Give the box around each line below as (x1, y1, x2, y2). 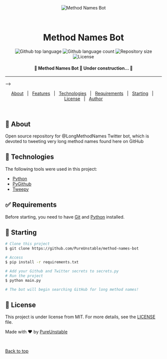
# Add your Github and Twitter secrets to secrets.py (5, 268, 119, 273)
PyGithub (12, 181, 32, 187)
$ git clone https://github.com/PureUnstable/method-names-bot (5, 246, 139, 251)
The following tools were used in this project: (5, 166, 97, 172)
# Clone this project (5, 241, 50, 246)
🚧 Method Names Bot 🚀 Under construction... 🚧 (34, 65, 133, 71)
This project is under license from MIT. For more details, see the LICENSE (5, 314, 156, 320)
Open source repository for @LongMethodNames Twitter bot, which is (5, 133, 149, 139)
